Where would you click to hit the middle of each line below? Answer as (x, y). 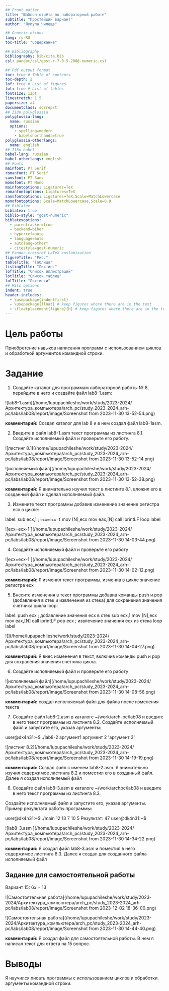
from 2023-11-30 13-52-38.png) (122, 479)
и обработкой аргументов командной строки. (55, 353)
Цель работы (34, 334)
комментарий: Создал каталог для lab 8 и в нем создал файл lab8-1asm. (84, 423)
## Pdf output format (28, 70)
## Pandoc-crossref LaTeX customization (48, 253)
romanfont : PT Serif (27, 173)
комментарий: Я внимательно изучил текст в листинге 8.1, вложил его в (83, 489)
